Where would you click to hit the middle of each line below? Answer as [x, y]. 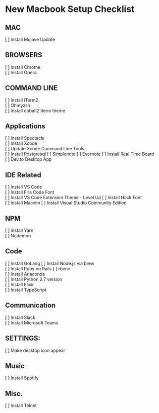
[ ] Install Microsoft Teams [32, 322]
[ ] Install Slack [20, 317]
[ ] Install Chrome [23, 67]
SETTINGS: [23, 339]
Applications [25, 126]
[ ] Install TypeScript [26, 290]
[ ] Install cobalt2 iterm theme [35, 110]
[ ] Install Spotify [22, 378]
